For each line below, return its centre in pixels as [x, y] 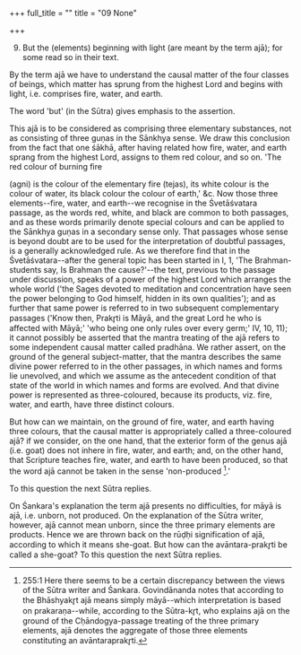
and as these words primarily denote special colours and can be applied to [147, 222]
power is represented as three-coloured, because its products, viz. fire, [141, 395]
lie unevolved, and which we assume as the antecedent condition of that [143, 376]
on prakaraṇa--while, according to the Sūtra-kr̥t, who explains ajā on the [156, 610]
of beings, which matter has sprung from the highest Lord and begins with [146, 84]
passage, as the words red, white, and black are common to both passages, [149, 213]
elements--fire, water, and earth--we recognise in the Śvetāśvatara [133, 203]
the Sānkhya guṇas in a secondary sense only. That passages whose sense [149, 231]
